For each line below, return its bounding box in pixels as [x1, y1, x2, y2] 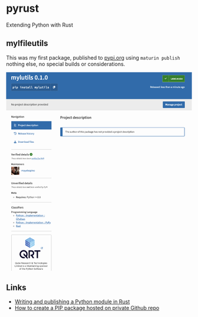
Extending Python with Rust [6, 21, 74, 28]
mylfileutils [6, 38, 48, 48]
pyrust [6, 2, 39, 15]
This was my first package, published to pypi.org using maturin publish [6, 54, 180, 61]
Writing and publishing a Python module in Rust [14, 298, 130, 305]
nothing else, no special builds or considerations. [6, 60, 126, 67]
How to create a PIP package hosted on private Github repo [14, 305, 160, 312]
